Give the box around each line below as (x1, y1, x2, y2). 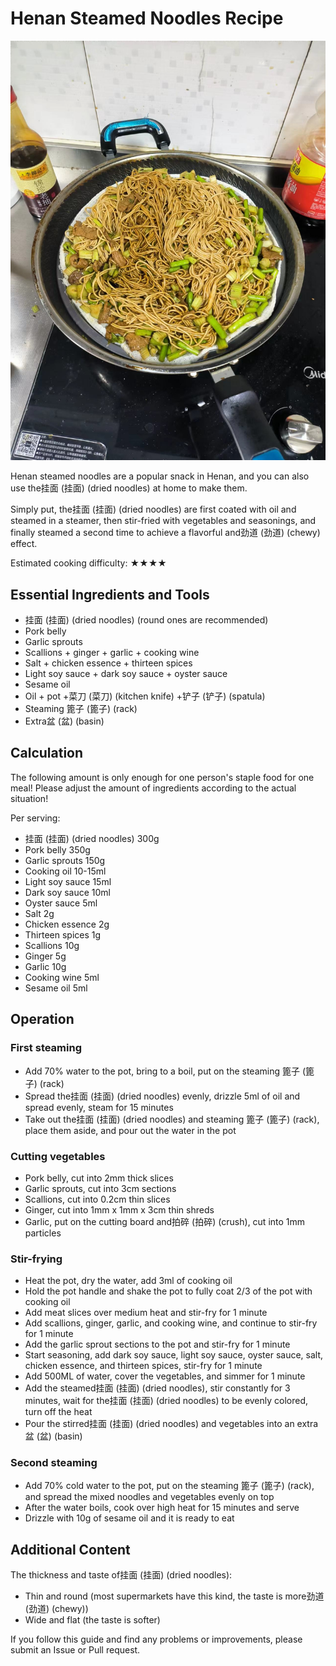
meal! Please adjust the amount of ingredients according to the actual (10, 782, 297, 794)
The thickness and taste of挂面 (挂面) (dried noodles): (10, 1569, 233, 1581)
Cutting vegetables (10, 1149, 106, 1163)
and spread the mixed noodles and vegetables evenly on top (24, 1491, 275, 1503)
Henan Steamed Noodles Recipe (10, 7, 284, 30)
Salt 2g (24, 907, 55, 919)
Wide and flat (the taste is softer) (24, 1614, 161, 1626)
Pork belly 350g (24, 843, 91, 856)
